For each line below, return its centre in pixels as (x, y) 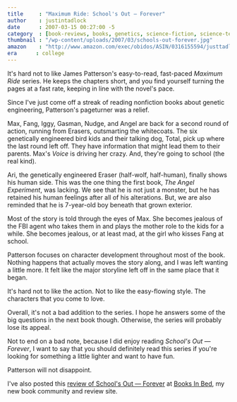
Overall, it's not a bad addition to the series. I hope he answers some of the (116, 312)
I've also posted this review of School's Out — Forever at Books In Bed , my (116, 384)
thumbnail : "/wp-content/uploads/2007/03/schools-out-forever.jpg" (110, 40)
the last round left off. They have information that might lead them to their (114, 146)
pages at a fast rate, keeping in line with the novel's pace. (91, 88)
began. (18, 277)
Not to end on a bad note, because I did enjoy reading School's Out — (109, 341)
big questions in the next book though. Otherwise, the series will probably (115, 320)
